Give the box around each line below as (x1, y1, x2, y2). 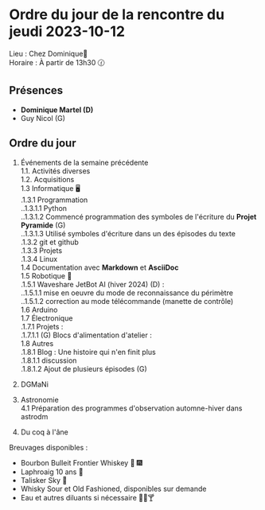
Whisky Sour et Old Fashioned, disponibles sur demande (20, 484, 207, 493)
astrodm (20, 411, 49, 421)
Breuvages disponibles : (9, 442, 88, 452)
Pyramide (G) (20, 220, 66, 230)
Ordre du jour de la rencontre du (9, 6, 225, 24)
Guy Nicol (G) (20, 113, 66, 123)
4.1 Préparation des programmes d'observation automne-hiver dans (20, 403, 243, 413)
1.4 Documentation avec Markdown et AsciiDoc (20, 263, 179, 272)
